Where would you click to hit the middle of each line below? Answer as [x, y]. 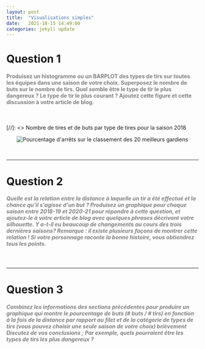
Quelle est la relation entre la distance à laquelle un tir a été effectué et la [101, 199]
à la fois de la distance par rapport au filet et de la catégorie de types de [100, 320]
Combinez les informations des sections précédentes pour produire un [98, 307]
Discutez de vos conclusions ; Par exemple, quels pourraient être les [95, 333]
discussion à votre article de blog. [50, 102]
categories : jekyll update [41, 29]
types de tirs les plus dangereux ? [50, 339]
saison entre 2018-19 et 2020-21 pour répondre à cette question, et [93, 211]
